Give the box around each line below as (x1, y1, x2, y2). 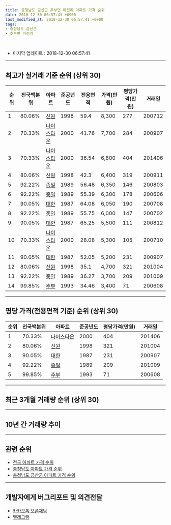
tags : (5, 21, 17, 27)
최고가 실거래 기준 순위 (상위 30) (5, 71, 101, 80)
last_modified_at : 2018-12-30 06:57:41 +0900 (5, 17, 103, 22)
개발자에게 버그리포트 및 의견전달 (5, 493, 103, 502)
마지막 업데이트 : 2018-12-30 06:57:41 (12, 50, 90, 56)
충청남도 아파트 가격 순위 (12, 466, 62, 472)
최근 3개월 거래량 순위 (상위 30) (5, 395, 99, 404)
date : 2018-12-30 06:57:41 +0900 (5, 12, 76, 17)
